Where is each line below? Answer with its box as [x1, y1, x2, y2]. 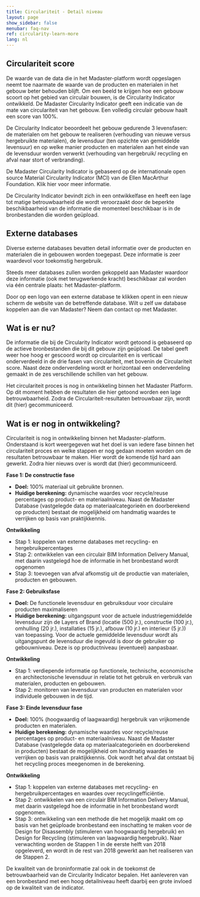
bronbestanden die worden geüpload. [6, 211, 99, 218]
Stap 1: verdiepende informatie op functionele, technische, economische [14, 667, 193, 674]
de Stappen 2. [14, 853, 50, 860]
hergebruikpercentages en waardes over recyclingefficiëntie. [14, 790, 165, 797]
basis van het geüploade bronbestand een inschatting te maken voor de [14, 822, 192, 829]
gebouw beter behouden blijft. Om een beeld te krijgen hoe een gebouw [6, 87, 184, 95]
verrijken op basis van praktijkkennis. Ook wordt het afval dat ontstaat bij [14, 754, 195, 761]
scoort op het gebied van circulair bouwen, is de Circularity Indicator [6, 93, 175, 101]
